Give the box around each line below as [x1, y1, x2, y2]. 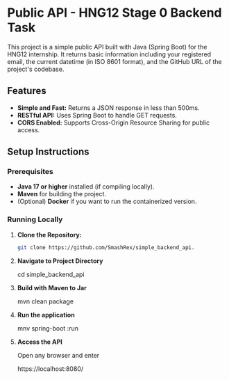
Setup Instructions [7, 146, 90, 158]
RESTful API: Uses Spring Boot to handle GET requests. [17, 111, 177, 119]
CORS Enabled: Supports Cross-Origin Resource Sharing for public [17, 118, 210, 127]
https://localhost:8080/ [17, 364, 84, 373]
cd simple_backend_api [17, 270, 85, 278]
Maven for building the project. [17, 190, 106, 198]
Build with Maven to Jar [17, 283, 87, 292]
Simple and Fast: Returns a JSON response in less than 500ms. [17, 103, 200, 112]
